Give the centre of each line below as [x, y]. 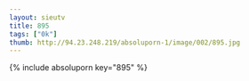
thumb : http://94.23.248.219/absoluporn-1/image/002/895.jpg [125, 42]
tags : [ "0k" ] [33, 34]
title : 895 [29, 26]
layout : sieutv [37, 17]
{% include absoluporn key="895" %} [79, 68]
